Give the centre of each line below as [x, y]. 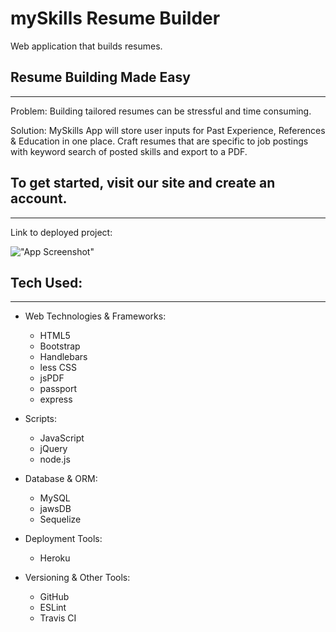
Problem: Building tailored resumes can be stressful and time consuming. [161, 111]
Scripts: [41, 419]
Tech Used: [46, 282]
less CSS [58, 368]
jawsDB [55, 509]
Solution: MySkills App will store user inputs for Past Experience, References [168, 130]
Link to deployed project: [61, 232]
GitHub [54, 597]
